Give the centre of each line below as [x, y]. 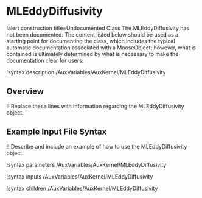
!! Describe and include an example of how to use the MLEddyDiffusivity [97, 146]
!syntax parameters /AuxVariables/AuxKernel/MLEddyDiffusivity [86, 164]
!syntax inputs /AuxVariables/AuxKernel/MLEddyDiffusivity [80, 176]
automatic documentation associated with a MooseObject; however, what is [101, 48]
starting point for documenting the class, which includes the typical [91, 41]
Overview [25, 92]
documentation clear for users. [45, 60]
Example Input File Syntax [57, 132]
